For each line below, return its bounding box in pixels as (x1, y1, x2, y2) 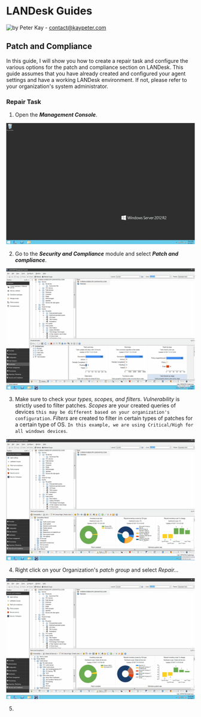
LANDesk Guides (6, 4, 93, 18)
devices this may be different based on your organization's (14, 408, 170, 415)
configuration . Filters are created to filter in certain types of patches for (14, 414, 193, 422)
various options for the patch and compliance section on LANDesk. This (6, 63, 184, 71)
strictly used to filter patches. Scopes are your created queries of (14, 402, 176, 409)
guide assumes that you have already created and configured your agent (6, 70, 186, 77)
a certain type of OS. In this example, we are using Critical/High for (14, 420, 194, 428)
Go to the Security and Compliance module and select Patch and (14, 250, 178, 257)
